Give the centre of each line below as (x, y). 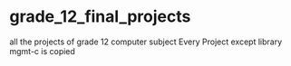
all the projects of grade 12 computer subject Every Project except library (146, 42)
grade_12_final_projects (100, 17)
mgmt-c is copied (42, 51)
